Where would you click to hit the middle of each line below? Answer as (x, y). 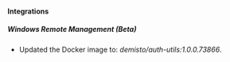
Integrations (28, 11)
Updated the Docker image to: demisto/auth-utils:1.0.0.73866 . (120, 49)
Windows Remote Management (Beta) (72, 29)
